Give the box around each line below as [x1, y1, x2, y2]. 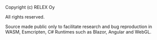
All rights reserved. [5, 14, 45, 19]
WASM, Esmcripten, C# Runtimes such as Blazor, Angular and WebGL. [5, 29, 151, 34]
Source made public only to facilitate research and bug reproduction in [5, 23, 152, 29]
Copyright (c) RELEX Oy [5, 4, 55, 10]
